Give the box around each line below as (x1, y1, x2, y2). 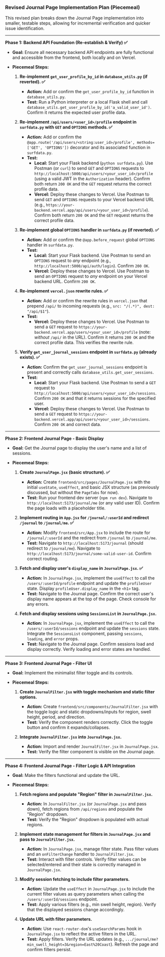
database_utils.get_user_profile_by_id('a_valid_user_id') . (27, 105, 152, 110)
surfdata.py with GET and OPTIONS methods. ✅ (19, 124, 113, 130)
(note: (138, 329, 151, 335)
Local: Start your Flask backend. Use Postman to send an (34, 252, 151, 259)
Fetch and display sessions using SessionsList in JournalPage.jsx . (19, 611, 157, 617)
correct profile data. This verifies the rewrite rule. (34, 340, 134, 346)
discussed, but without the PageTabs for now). (27, 490, 119, 496)
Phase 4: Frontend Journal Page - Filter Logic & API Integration (5, 763, 136, 769)
